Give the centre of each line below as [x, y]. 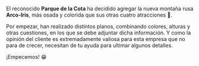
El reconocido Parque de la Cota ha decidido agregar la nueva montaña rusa [100, 9]
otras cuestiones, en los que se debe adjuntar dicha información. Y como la [99, 33]
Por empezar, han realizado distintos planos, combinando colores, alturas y [98, 26]
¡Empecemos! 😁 [26, 57]
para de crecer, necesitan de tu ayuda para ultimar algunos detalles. [90, 45]
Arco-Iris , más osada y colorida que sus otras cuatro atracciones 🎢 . [89, 15]
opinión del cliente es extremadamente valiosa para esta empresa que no [96, 39]
